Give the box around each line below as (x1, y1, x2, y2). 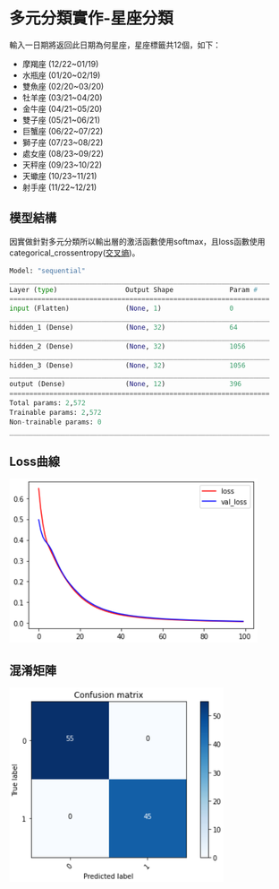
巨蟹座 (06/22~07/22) (21, 125, 104, 136)
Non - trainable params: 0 (9, 418, 102, 427)
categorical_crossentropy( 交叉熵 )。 (9, 247, 140, 258)
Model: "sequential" (9, 266, 87, 275)
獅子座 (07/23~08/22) (21, 136, 104, 148)
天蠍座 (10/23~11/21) (21, 170, 97, 181)
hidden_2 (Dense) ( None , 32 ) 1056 (9, 341, 246, 350)
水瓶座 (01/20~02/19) (21, 69, 101, 81)
